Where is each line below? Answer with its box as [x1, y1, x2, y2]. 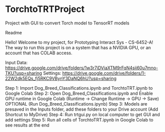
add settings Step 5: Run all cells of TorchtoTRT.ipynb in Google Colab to [5, 117, 154, 123]
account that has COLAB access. [5, 50, 73, 56]
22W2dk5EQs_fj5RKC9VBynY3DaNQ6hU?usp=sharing [5, 75, 116, 81]
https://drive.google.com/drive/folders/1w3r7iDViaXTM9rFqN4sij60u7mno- [5, 65, 159, 71]
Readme [5, 29, 22, 35]
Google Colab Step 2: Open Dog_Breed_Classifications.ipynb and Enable [5, 90, 153, 96]
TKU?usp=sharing [5, 70, 42, 76]
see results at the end [5, 122, 50, 128]
